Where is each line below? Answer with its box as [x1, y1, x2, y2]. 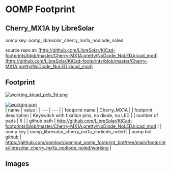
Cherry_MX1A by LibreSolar [5, 24, 95, 33]
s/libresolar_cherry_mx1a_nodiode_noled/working [5, 145, 109, 151]
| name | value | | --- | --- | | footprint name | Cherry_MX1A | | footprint [5, 107, 153, 113]
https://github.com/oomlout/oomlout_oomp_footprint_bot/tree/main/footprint [5, 139, 166, 146]
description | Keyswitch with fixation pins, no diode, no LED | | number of [5, 112, 159, 118]
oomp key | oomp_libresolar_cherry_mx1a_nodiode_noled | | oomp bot [5, 128, 152, 134]
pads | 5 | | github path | [5, 118, 56, 124]
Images [5, 159, 30, 168]
